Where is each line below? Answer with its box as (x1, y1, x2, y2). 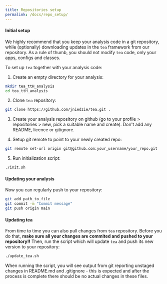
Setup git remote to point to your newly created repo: (12, 136, 122, 143)
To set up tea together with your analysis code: (5, 64, 102, 70)
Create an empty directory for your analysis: (12, 74, 104, 80)
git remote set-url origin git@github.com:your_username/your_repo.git (5, 146, 157, 151)
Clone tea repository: (12, 97, 56, 103)
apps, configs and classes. (5, 55, 60, 61)
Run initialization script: (12, 155, 61, 161)
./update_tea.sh (5, 253, 39, 258)
